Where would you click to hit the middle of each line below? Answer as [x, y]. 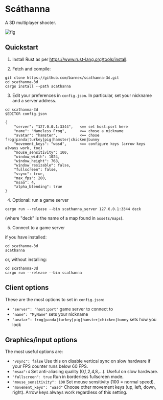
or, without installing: [26, 259]
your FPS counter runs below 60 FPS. [50, 366]
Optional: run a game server [40, 200]
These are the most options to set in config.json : [55, 299]
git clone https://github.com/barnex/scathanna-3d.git [62, 78]
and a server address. [34, 100]
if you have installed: [26, 237]
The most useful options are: [34, 352]
